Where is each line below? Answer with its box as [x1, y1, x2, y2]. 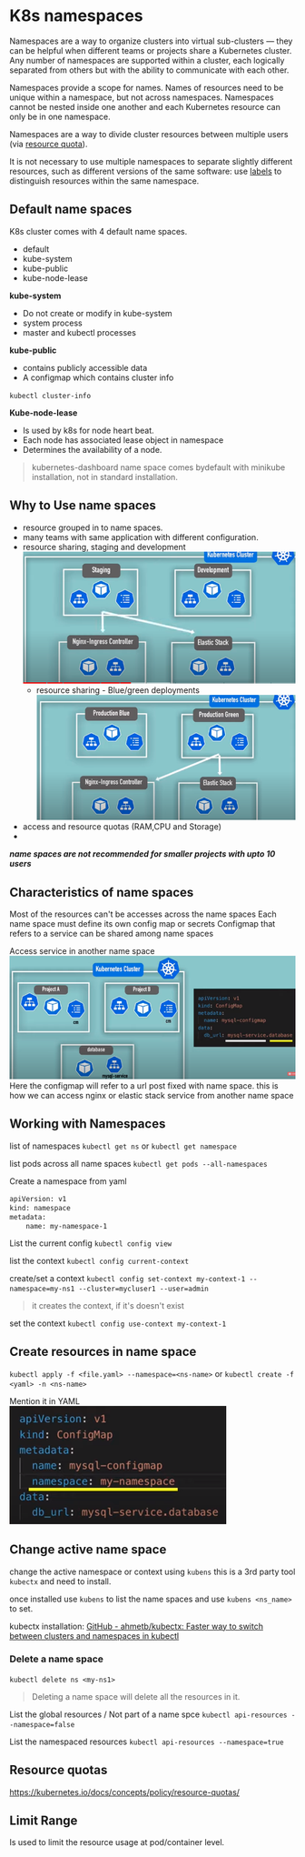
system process [22, 317, 84, 328]
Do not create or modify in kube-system [22, 307, 172, 318]
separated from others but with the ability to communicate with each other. [9, 65, 290, 75]
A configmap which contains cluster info [22, 372, 174, 383]
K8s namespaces [9, 5, 143, 26]
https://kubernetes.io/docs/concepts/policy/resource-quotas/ [9, 1786, 241, 1797]
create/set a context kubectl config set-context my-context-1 [9, 1272, 246, 1283]
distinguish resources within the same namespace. [9, 175, 200, 186]
